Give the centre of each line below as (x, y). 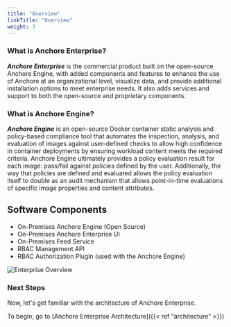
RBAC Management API (51, 248)
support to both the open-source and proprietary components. (96, 95)
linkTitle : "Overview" (40, 20)
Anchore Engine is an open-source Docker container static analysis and (110, 129)
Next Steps (26, 287)
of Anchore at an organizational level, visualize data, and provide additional (114, 81)
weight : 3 (22, 26)
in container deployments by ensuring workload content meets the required (115, 151)
